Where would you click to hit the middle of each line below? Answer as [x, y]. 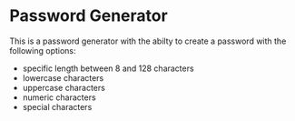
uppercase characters [64, 87]
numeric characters [59, 97]
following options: [43, 50]
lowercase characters [63, 77]
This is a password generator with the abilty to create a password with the [148, 41]
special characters [57, 106]
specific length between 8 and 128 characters [108, 68]
